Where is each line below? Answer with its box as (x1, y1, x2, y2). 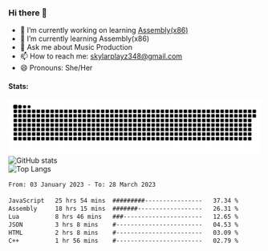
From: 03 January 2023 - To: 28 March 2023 (8, 180, 156, 189)
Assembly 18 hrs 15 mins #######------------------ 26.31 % (8, 204, 239, 213)
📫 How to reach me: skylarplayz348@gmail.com (19, 51, 183, 61)
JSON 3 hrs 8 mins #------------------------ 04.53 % (8, 221, 239, 229)
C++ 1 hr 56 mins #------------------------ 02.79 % (8, 237, 239, 245)
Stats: (8, 81, 30, 91)
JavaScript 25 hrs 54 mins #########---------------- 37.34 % (8, 196, 239, 205)
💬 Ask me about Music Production (19, 43, 133, 52)
